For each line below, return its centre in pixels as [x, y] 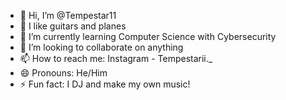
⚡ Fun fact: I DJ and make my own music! [105, 84]
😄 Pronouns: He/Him [63, 73]
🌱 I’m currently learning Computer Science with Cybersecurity [148, 36]
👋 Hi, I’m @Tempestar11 [68, 15]
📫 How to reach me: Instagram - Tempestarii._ [116, 58]
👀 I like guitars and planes [73, 26]
